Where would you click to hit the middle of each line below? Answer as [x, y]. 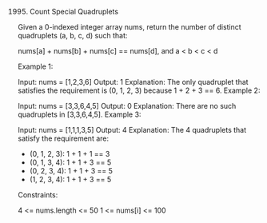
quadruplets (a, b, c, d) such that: [73, 36]
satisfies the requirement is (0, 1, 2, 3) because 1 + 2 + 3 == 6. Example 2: [139, 90]
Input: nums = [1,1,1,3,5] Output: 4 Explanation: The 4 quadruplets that [132, 130]
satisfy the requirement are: [64, 138]
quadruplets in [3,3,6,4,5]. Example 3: [80, 114]
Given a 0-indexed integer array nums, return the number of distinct [130, 27]
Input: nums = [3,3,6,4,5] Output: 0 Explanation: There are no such [127, 106]
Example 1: [36, 66]
